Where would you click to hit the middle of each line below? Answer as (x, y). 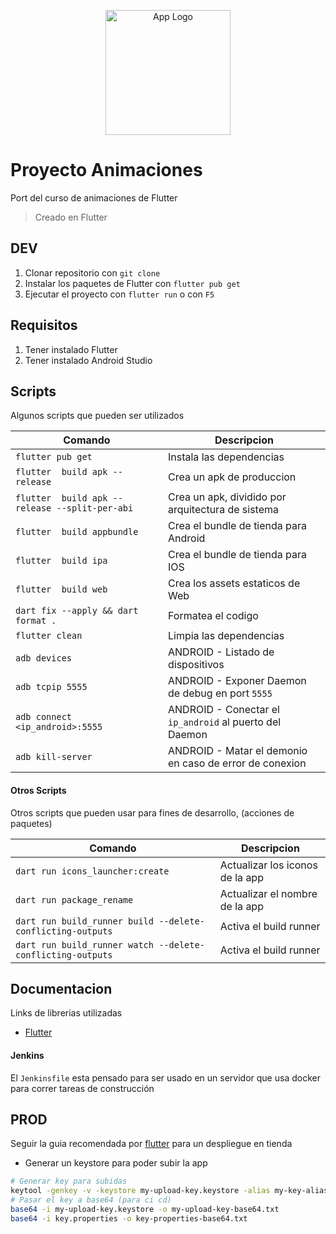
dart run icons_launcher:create (92, 871)
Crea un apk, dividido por (227, 497)
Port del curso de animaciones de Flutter (94, 197)
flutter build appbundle (77, 532)
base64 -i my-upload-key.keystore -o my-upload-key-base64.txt (145, 1210)
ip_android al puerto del (224, 722)
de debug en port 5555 (220, 693)
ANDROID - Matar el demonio (237, 751)
